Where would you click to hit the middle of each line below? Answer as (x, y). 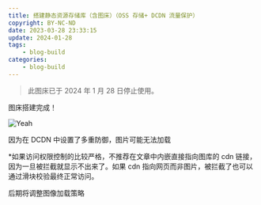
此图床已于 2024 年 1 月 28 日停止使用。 (93, 90)
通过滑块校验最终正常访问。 (53, 176)
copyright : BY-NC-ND (42, 23)
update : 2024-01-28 (40, 38)
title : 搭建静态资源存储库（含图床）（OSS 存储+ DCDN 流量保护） (104, 15)
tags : (17, 45)
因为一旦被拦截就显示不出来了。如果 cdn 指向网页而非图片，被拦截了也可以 (130, 166)
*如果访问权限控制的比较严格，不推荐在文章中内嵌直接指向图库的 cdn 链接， (132, 156)
